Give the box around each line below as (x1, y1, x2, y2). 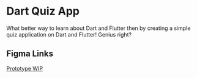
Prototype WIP (6, 65, 43, 72)
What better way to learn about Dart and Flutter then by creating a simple (6, 24, 191, 32)
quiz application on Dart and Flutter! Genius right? (6, 30, 132, 38)
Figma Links (6, 49, 54, 59)
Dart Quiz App (6, 4, 80, 18)
